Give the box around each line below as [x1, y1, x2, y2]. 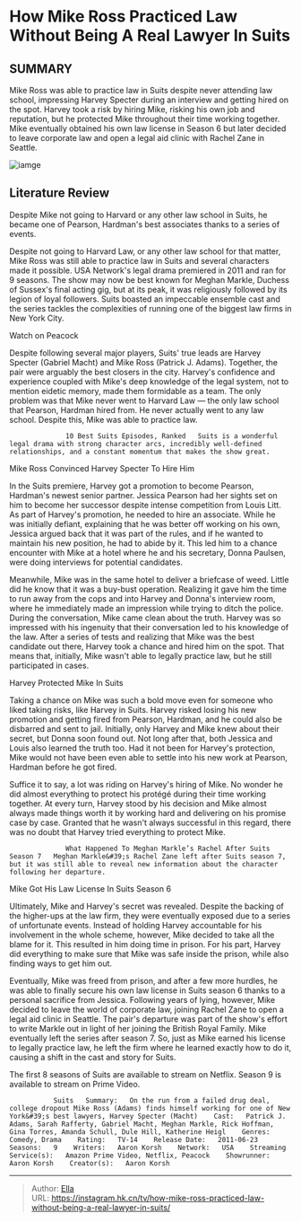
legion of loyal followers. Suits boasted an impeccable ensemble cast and [9, 294, 280, 304]
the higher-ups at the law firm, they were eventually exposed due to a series [9, 910, 291, 921]
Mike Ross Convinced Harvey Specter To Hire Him [9, 462, 195, 473]
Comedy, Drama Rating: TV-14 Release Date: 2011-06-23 [9, 1135, 258, 1144]
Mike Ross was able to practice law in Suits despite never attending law [9, 85, 273, 95]
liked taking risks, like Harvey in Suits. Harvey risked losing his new [9, 704, 257, 715]
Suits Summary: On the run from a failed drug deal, [53, 1095, 271, 1105]
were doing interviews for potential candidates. [9, 557, 184, 567]
